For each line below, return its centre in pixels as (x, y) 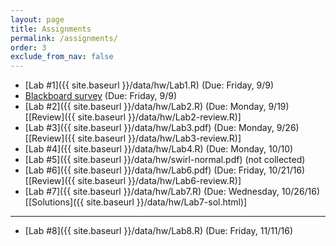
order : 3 (28, 47)
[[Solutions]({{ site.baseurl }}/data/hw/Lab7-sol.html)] (136, 202)
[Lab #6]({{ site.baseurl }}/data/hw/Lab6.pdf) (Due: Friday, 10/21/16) (165, 170)
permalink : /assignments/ (64, 38)
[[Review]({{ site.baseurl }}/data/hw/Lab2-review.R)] (133, 117)
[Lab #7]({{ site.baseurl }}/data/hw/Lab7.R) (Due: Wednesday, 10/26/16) (172, 192)
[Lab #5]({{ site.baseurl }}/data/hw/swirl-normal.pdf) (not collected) (165, 160)
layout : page (37, 19)
